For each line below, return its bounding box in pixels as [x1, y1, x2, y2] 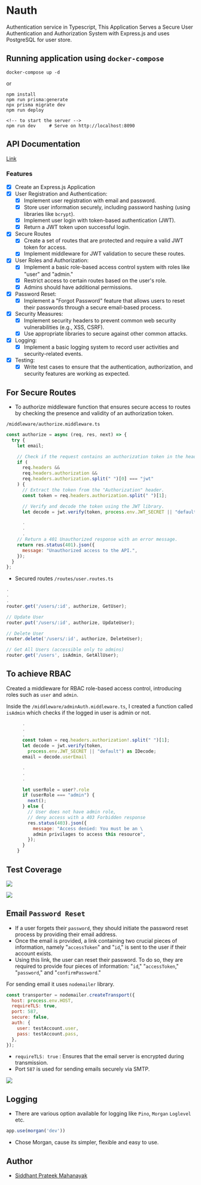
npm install [6, 91, 36, 98]
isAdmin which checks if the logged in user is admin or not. [6, 709, 151, 716]
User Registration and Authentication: [14, 190, 108, 197]
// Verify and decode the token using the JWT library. [22, 503, 165, 509]
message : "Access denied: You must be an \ [32, 825, 144, 831]
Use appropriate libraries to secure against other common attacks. [23, 330, 188, 337]
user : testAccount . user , [17, 1025, 79, 1031]
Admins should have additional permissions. [23, 284, 133, 291]
